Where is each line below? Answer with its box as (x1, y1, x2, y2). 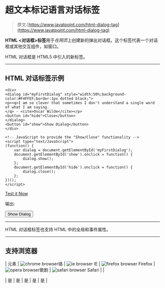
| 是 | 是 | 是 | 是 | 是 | (5, 277, 48, 283)
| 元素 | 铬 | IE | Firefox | (5, 261, 156, 266)
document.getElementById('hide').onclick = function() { (14, 165, 133, 170)
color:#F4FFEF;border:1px (5, 96, 58, 101)
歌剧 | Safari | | (39, 267, 105, 273)
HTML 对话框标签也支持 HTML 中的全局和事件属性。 (5, 226, 111, 232)
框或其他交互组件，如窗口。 (5, 43, 61, 49)
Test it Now (5, 190, 28, 196)
